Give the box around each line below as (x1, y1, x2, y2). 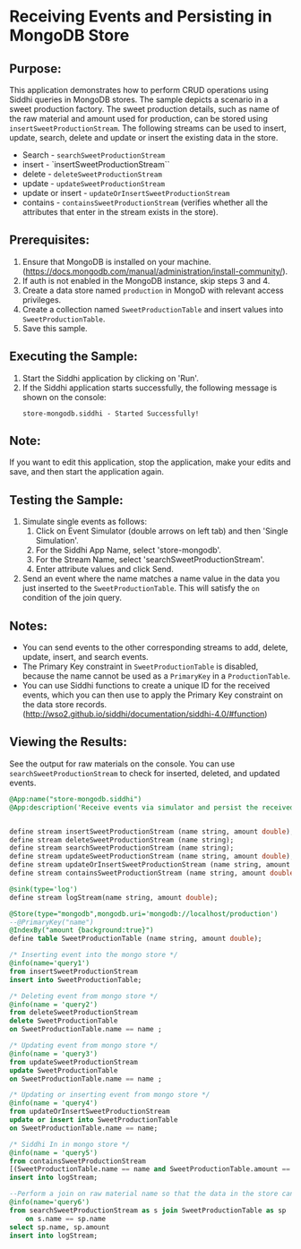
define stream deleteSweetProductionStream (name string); (9, 835, 235, 844)
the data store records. (21, 699, 107, 710)
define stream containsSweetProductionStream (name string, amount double (9, 868, 295, 877)
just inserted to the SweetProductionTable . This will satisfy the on (21, 583, 260, 594)
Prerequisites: (9, 233, 90, 248)
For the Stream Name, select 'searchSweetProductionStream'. (35, 554, 265, 565)
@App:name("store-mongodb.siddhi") (9, 794, 142, 803)
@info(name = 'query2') (9, 1000, 99, 1009)
